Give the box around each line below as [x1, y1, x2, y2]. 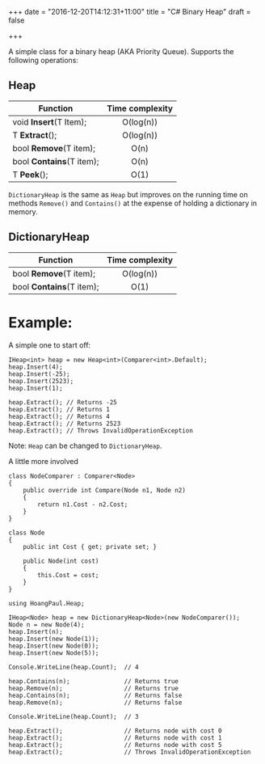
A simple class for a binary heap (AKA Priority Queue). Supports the [8, 47, 234, 56]
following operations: [8, 56, 79, 65]
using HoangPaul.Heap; [8, 599, 85, 607]
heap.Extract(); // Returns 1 [8, 405, 111, 413]
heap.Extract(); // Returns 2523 [8, 420, 121, 428]
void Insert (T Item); [12, 116, 87, 128]
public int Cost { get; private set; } [23, 542, 158, 551]
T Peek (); [12, 169, 48, 180]
